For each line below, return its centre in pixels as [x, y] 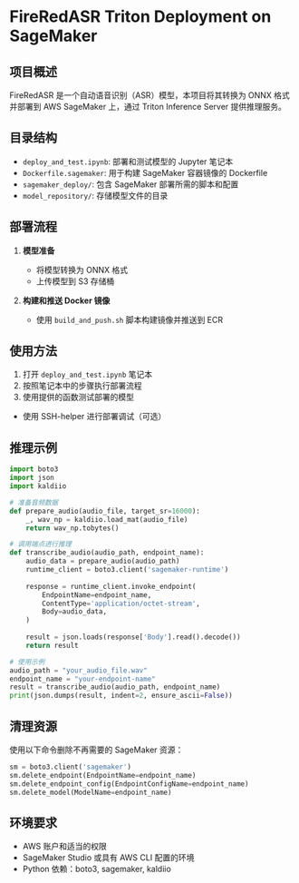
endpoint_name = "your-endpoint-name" [82, 679]
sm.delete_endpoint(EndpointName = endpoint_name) [103, 775]
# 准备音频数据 [34, 502]
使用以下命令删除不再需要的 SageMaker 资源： [96, 750]
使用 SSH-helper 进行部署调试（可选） [94, 417]
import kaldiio [38, 486]
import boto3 [34, 469]
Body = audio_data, [74, 612]
